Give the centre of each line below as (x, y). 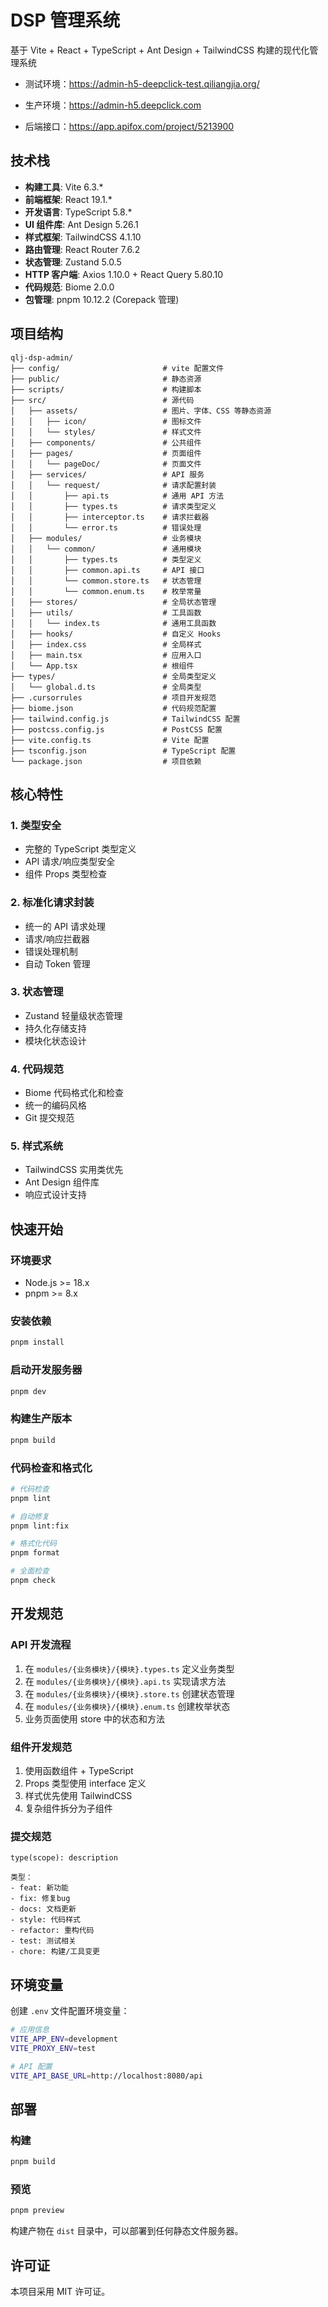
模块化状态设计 (55, 1040)
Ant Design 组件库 (62, 1182)
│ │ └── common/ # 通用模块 (106, 549)
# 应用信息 (30, 2030)
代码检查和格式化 (51, 1468)
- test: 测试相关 (43, 1941)
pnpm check (33, 1581)
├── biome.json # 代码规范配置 (113, 708)
